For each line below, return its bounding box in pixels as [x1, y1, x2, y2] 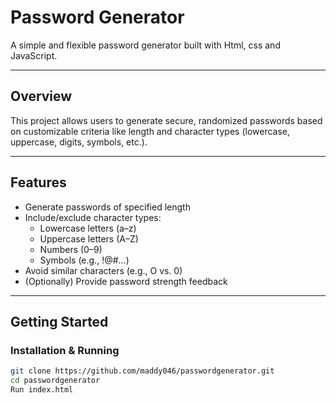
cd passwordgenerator [10, 376, 101, 386]
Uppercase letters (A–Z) [39, 232, 139, 245]
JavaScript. [10, 49, 58, 61]
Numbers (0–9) [39, 243, 103, 255]
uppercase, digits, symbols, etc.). [10, 136, 148, 148]
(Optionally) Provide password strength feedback [24, 275, 228, 287]
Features [10, 174, 67, 191]
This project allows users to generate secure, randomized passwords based [10, 114, 323, 126]
